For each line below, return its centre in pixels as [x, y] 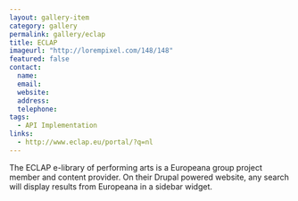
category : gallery [43, 26]
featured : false [39, 59]
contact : [25, 68]
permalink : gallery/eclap [57, 34]
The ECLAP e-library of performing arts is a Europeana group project [136, 167]
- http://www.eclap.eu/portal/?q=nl [85, 142]
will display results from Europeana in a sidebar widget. [111, 186]
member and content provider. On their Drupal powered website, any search [149, 177]
